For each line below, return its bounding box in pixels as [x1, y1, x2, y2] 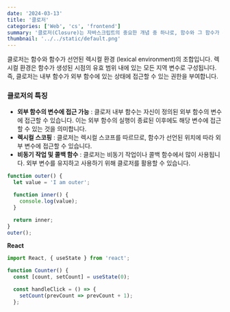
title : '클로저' [7, 16, 49, 23]
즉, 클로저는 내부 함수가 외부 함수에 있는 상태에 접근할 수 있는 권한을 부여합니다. [7, 73, 219, 81]
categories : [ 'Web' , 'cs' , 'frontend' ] [7, 23, 121, 29]
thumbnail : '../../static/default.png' [7, 36, 121, 42]
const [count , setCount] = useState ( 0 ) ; [13, 274, 130, 281]
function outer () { [7, 172, 63, 180]
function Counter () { [7, 268, 69, 274]
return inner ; [13, 216, 53, 223]
